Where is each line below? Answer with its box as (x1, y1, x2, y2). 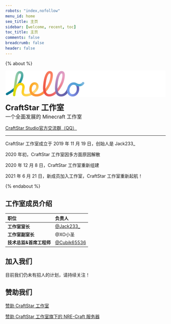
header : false (5, 46, 36, 51)
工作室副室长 (7, 231, 35, 238)
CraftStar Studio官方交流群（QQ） (5, 125, 77, 131)
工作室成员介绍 (5, 199, 52, 208)
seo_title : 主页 (5, 19, 38, 24)
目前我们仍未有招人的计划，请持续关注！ (5, 272, 90, 278)
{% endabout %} (5, 183, 41, 189)
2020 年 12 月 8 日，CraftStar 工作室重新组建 (5, 162, 99, 168)
